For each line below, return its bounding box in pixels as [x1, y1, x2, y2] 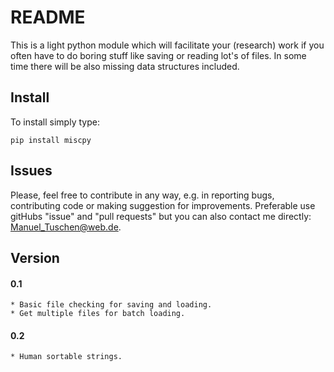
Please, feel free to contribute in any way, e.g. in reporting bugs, [10, 189, 275, 201]
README [10, 6, 86, 29]
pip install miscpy [10, 135, 92, 145]
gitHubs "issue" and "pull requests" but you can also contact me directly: [10, 210, 312, 222]
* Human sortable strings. [10, 352, 123, 362]
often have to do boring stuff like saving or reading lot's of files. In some [10, 49, 307, 61]
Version [10, 249, 60, 266]
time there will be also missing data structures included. [10, 60, 240, 72]
